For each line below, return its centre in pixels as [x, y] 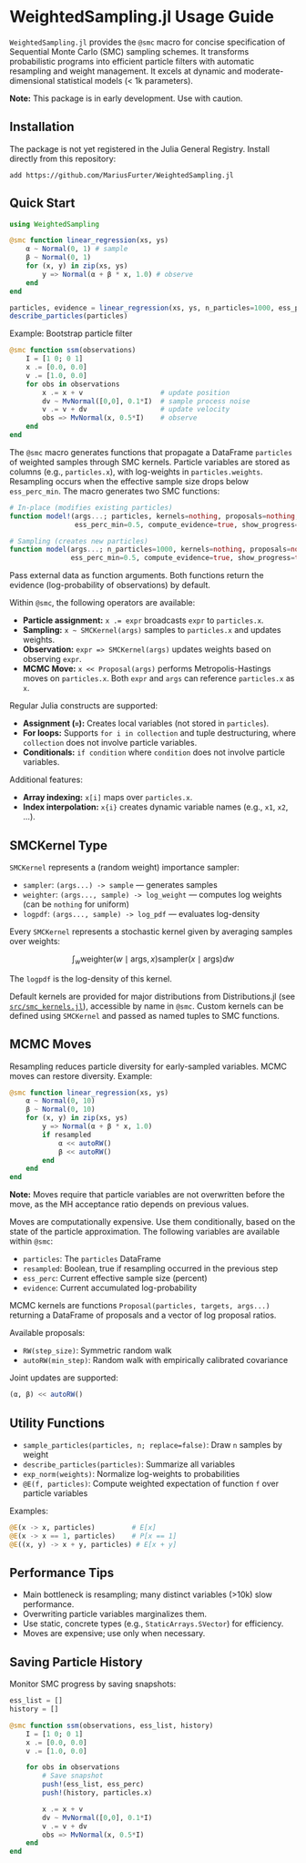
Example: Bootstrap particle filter [71, 333]
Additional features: [46, 779]
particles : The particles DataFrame [92, 1259]
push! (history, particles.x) [97, 1793]
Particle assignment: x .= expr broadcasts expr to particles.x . [143, 620]
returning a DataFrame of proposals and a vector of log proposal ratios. [143, 1315]
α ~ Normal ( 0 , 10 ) [61, 1101]
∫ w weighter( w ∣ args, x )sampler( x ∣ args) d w [153, 960]
